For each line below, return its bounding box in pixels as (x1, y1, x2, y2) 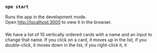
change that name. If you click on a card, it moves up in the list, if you (5, 37, 147, 43)
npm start (5, 4, 29, 9)
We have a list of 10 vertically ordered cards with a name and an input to (5, 32, 153, 38)
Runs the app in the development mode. (5, 14, 87, 20)
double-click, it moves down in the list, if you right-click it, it (5, 42, 127, 48)
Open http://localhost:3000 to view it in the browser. (5, 19, 112, 25)
